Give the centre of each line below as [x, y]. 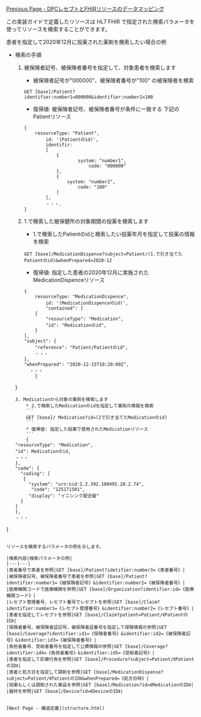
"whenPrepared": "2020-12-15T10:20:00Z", [76, 365]
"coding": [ [35, 474]
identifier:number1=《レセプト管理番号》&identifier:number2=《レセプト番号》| [100, 609]
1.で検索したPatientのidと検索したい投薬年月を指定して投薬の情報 [114, 234]
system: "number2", [91, 182]
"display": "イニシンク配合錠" [64, 496]
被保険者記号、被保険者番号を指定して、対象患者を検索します [100, 67]
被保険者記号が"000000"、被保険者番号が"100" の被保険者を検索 [113, 80]
